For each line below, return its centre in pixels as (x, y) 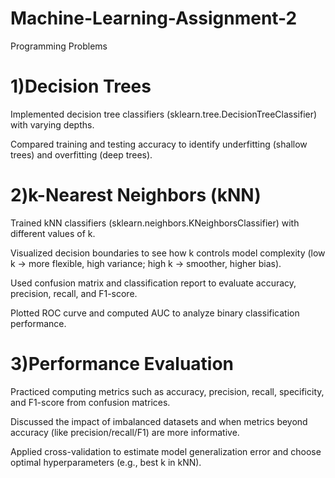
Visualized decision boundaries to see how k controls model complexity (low (168, 253)
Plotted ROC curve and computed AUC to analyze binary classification (155, 313)
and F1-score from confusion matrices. (90, 402)
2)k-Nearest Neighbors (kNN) (136, 195)
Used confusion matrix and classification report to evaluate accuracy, (153, 283)
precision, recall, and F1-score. (74, 293)
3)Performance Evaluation (122, 364)
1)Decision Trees (81, 86)
